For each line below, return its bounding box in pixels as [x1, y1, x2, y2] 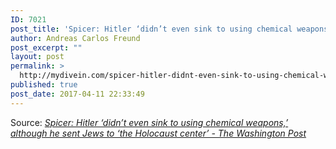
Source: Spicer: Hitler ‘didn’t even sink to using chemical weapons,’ [10, 116, 289, 128]
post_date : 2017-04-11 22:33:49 [10, 89, 145, 99]
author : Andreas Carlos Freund [10, 33, 141, 43]
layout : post [10, 52, 65, 62]
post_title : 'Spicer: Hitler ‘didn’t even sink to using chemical [10, 24, 293, 34]
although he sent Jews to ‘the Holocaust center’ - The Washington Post [10, 127, 307, 139]
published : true [10, 80, 78, 90]
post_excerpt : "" [10, 42, 83, 53]
